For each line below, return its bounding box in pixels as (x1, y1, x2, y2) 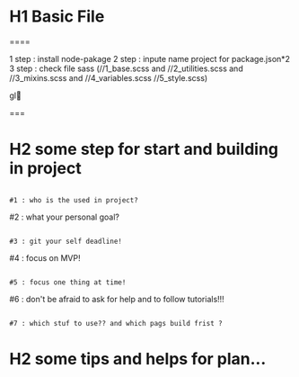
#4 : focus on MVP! (9, 252, 81, 263)
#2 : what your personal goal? (9, 211, 119, 222)
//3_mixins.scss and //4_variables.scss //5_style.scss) (9, 72, 208, 83)
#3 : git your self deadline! (9, 237, 123, 246)
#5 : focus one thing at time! (9, 277, 127, 287)
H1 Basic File (9, 6, 105, 27)
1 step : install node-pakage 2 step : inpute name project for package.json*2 (9, 53, 290, 64)
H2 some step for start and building (9, 139, 279, 159)
